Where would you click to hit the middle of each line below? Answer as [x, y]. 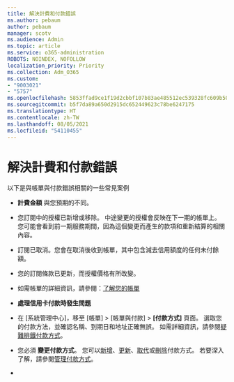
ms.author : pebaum [34, 20]
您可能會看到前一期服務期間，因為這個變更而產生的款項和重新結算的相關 [121, 226]
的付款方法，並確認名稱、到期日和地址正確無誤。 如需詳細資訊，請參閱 [119, 327]
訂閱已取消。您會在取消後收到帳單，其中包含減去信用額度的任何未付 [115, 250]
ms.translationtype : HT [42, 111]
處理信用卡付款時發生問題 [54, 303]
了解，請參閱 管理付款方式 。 [57, 359]
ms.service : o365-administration [56, 53]
